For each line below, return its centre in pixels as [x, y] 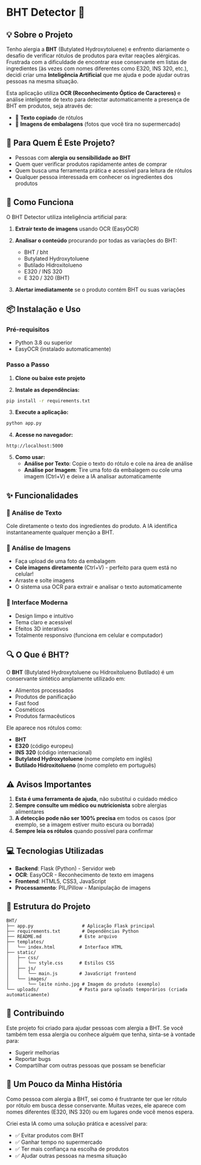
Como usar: [30, 457]
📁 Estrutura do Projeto [48, 907]
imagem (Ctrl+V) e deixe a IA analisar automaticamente [93, 477]
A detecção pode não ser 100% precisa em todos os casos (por [95, 818]
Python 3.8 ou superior [43, 343]
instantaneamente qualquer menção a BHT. [60, 532]
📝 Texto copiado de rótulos [49, 118]
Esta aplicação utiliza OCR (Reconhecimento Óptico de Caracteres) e [94, 93]
